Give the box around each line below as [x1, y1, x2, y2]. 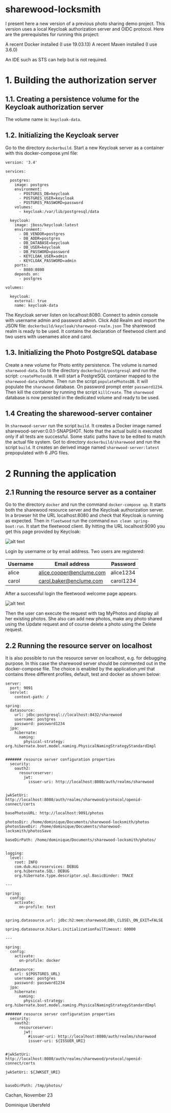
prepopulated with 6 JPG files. [5, 450, 69, 456]
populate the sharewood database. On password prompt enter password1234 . [5, 383, 163, 390]
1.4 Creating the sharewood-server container [5, 409, 152, 418]
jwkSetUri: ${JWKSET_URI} [5, 1070, 60, 1075]
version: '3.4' [5, 160, 38, 165]
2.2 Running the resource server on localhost [5, 641, 152, 650]
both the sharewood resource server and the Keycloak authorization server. [5, 507, 164, 513]
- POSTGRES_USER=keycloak [18, 196, 74, 201]
